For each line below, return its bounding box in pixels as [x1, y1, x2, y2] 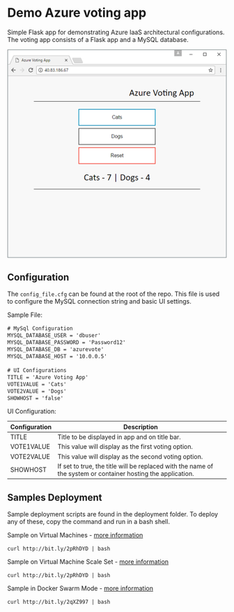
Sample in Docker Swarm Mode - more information [7, 584, 153, 592]
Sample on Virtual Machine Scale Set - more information [7, 558, 169, 566]
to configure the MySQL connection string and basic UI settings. [7, 297, 192, 306]
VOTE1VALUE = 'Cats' [7, 381, 68, 388]
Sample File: [7, 311, 43, 319]
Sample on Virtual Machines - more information [7, 531, 143, 539]
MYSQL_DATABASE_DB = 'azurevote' [7, 346, 104, 353]
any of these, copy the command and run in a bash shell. [7, 518, 171, 526]
